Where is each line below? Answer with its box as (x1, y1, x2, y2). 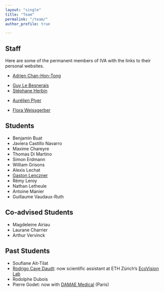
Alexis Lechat (12, 167, 40, 173)
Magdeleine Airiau (12, 221, 50, 227)
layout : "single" (5, 7, 41, 13)
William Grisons (12, 162, 45, 168)
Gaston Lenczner (12, 172, 48, 178)
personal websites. (5, 63, 44, 69)
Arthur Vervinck (12, 232, 45, 238)
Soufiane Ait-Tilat (12, 260, 48, 266)
